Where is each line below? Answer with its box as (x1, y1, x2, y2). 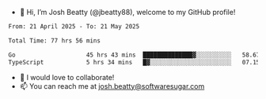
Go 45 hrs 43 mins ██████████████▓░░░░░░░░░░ (8, 51, 232, 59)
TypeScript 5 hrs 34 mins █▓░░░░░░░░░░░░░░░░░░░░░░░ (8, 58, 232, 66)
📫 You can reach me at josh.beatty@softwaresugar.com (19, 81, 205, 90)
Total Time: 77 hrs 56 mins (8, 36, 101, 45)
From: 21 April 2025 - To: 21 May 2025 (8, 23, 140, 31)
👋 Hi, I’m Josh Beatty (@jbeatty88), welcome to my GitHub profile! (19, 8, 236, 16)
